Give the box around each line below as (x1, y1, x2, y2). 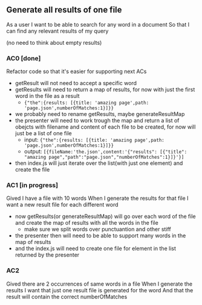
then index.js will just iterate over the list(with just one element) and (15, 159, 183, 167)
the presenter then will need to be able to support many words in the (15, 232, 186, 239)
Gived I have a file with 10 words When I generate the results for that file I (6, 194, 189, 202)
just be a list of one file (15, 130, 72, 137)
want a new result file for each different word (6, 201, 119, 208)
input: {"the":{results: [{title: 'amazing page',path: (24, 136, 165, 144)
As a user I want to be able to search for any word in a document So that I (6, 21, 189, 28)
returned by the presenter (15, 251, 80, 258)
